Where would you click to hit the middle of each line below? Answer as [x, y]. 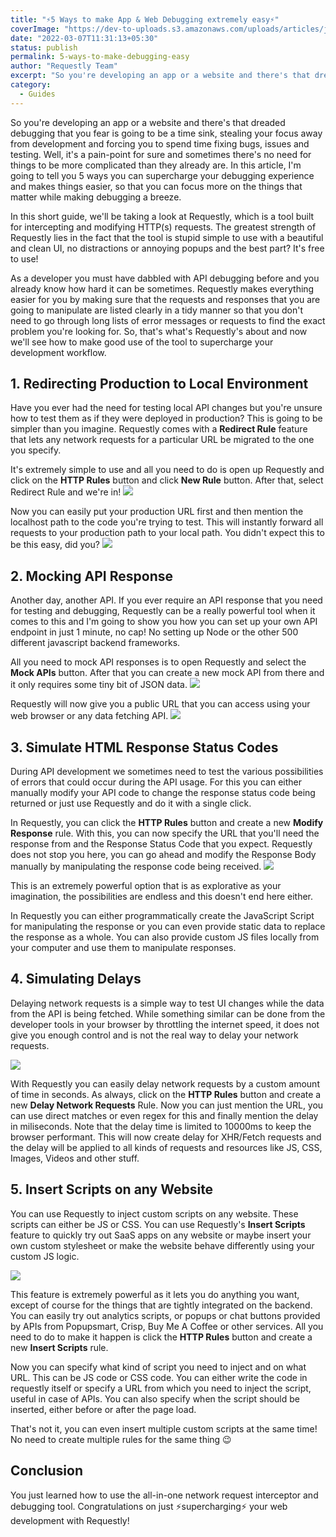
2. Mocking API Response [91, 576]
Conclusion [47, 1471]
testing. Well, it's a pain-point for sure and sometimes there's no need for [161, 154]
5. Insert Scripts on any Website [112, 1189]
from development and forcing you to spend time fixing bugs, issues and [160, 143]
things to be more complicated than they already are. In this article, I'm [156, 165]
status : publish [44, 47]
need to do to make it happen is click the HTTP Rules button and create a [161, 1337]
